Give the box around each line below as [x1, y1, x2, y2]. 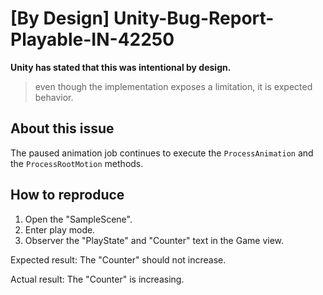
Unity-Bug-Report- [113, 7, 275, 30]
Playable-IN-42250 [10, 28, 175, 51]
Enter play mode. [24, 223, 96, 236]
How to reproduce [10, 187, 125, 204]
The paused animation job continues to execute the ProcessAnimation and [10, 147, 314, 159]
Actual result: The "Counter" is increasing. [10, 273, 185, 285]
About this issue [10, 120, 115, 137]
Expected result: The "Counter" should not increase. [10, 253, 227, 266]
